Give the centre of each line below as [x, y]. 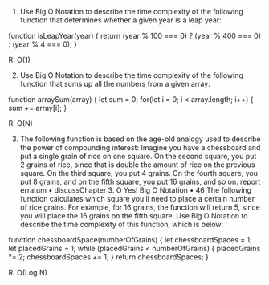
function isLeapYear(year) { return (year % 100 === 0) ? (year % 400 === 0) [135, 36]
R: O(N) [21, 123]
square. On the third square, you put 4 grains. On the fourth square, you [139, 173]
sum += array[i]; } [38, 108]
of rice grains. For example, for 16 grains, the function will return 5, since [140, 207]
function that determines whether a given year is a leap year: [121, 20]
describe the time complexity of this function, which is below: [122, 224]
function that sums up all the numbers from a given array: [115, 84]
